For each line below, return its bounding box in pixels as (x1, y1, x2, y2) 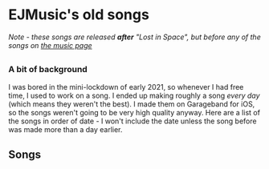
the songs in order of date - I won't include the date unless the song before (8, 116, 257, 126)
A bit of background (8, 64, 88, 75)
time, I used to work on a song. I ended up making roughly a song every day (8, 91, 260, 100)
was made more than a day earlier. (8, 124, 123, 134)
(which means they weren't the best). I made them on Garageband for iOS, (8, 99, 255, 109)
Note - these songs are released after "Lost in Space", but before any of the (8, 32, 261, 42)
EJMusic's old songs (8, 6, 150, 24)
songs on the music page (8, 40, 92, 50)
